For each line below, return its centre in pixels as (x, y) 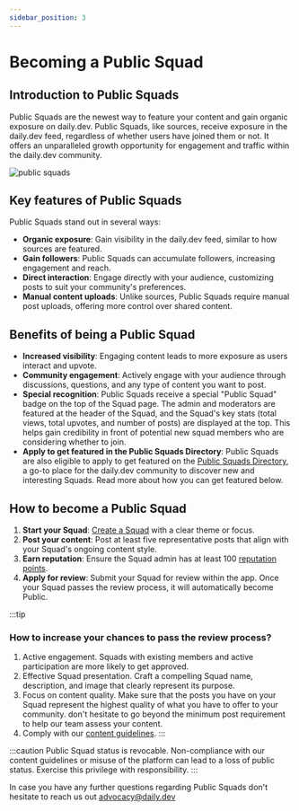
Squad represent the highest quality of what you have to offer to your (150, 705)
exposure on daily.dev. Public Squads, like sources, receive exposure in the (149, 126)
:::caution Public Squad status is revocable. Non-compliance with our (137, 751)
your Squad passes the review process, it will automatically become (148, 587)
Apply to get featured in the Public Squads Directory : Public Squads (150, 452)
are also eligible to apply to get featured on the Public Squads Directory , (155, 461)
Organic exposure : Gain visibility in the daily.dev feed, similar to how (149, 240)
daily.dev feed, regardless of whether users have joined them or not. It (139, 136)
